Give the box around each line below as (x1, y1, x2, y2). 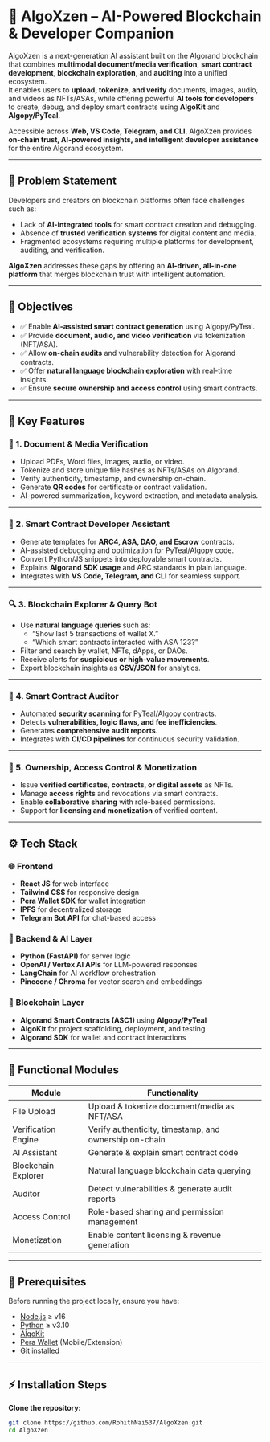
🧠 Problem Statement (8, 174, 117, 188)
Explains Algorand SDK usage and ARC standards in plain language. (19, 562, 247, 572)
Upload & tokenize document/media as (88, 1101, 235, 1112)
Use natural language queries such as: (19, 620, 151, 630)
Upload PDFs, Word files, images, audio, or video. (19, 457, 185, 467)
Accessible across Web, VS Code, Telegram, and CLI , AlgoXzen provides (8, 126, 252, 136)
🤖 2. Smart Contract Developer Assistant (8, 518, 170, 529)
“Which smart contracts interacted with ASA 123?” (31, 637, 198, 647)
